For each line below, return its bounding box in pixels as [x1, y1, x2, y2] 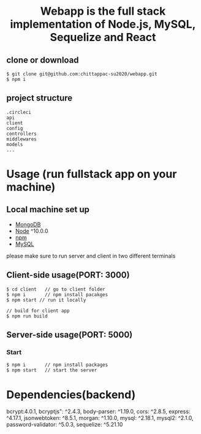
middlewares [6, 136, 37, 142]
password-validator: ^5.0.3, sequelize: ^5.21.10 [6, 421, 123, 428]
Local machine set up [6, 204, 90, 215]
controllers [6, 131, 37, 137]
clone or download [6, 55, 79, 65]
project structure [6, 93, 73, 104]
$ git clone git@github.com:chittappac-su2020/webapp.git [6, 71, 157, 77]
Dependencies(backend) [6, 387, 136, 402]
